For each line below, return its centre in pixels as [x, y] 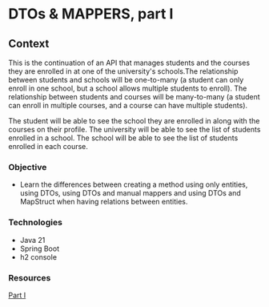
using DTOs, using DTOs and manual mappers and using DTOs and [130, 193]
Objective [28, 167]
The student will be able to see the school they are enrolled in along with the [134, 121]
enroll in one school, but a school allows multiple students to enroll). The [128, 88]
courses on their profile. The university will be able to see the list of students [134, 129]
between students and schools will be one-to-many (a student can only [126, 80]
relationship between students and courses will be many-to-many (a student [134, 97]
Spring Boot [40, 248]
